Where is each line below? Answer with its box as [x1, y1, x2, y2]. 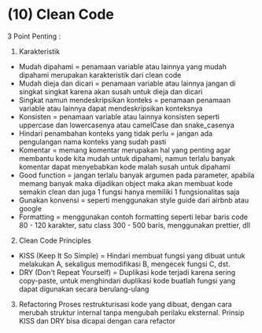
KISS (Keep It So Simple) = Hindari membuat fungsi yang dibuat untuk [18, 251, 245, 260]
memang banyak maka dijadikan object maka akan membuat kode [18, 178, 234, 188]
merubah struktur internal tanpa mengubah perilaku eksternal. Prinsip [18, 308, 245, 317]
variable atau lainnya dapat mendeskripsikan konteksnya [18, 104, 203, 113]
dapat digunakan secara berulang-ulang [18, 284, 149, 294]
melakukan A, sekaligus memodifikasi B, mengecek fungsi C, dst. [18, 259, 231, 269]
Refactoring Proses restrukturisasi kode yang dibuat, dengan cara [18, 299, 233, 309]
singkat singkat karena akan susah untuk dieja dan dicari [18, 86, 203, 96]
